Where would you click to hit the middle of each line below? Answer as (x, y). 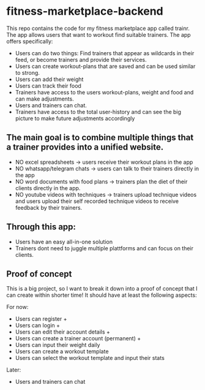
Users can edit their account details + (62, 332)
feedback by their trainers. (49, 207)
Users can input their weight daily (58, 345)
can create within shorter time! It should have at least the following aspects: (102, 295)
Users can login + (37, 326)
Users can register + (41, 319)
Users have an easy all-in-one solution (64, 242)
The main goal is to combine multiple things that (100, 138)
